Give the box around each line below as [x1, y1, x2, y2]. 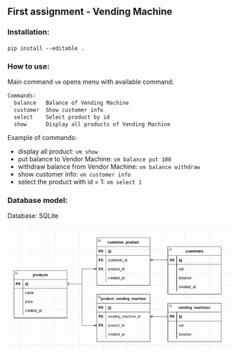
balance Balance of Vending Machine [14, 99, 130, 106]
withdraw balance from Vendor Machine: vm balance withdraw [17, 162, 200, 171]
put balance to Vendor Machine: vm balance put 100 [17, 154, 172, 163]
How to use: [7, 61, 50, 71]
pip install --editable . [7, 44, 84, 52]
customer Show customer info [14, 106, 103, 114]
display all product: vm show [17, 146, 98, 156]
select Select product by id [14, 114, 111, 121]
